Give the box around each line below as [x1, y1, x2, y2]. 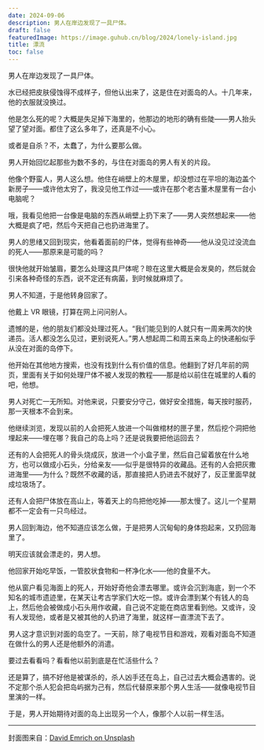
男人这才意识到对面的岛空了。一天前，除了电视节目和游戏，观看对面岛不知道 [8, 629, 256, 638]
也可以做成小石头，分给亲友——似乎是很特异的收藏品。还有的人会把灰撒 [21, 460, 256, 469]
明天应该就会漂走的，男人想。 [8, 549, 104, 559]
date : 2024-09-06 [8, 11, 65, 20]
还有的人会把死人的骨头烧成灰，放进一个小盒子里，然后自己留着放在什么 [8, 450, 242, 459]
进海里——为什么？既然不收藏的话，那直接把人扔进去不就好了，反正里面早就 [8, 470, 256, 479]
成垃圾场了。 [8, 480, 49, 488]
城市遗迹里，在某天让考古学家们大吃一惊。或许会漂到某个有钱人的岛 [28, 592, 249, 602]
